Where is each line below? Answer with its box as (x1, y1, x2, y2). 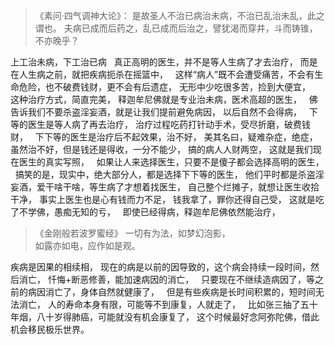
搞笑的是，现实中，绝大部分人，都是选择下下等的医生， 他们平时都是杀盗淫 (14, 169, 325, 180)
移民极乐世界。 (27, 324, 90, 335)
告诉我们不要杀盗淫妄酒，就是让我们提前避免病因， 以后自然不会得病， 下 (10, 106, 318, 118)
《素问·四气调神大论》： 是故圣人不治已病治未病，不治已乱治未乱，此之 (34, 10, 325, 21)
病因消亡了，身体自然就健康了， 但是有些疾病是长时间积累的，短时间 (27, 286, 316, 298)
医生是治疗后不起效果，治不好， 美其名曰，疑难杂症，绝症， (69, 131, 318, 143)
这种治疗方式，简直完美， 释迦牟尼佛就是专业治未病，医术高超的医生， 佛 (10, 94, 318, 105)
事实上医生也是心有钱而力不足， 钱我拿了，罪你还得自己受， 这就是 (38, 194, 316, 205)
